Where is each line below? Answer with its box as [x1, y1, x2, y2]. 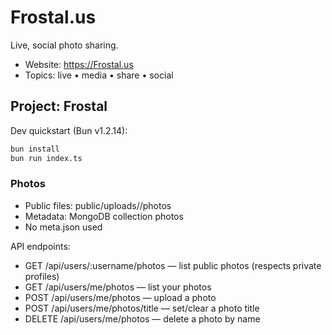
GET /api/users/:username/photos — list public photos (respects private [24, 259, 322, 271]
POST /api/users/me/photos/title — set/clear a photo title [24, 302, 260, 314]
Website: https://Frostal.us [24, 58, 134, 70]
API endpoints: [10, 240, 71, 252]
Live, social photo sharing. [10, 39, 119, 51]
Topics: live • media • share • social [24, 69, 174, 81]
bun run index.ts [10, 153, 83, 163]
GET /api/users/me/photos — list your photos [24, 281, 212, 293]
